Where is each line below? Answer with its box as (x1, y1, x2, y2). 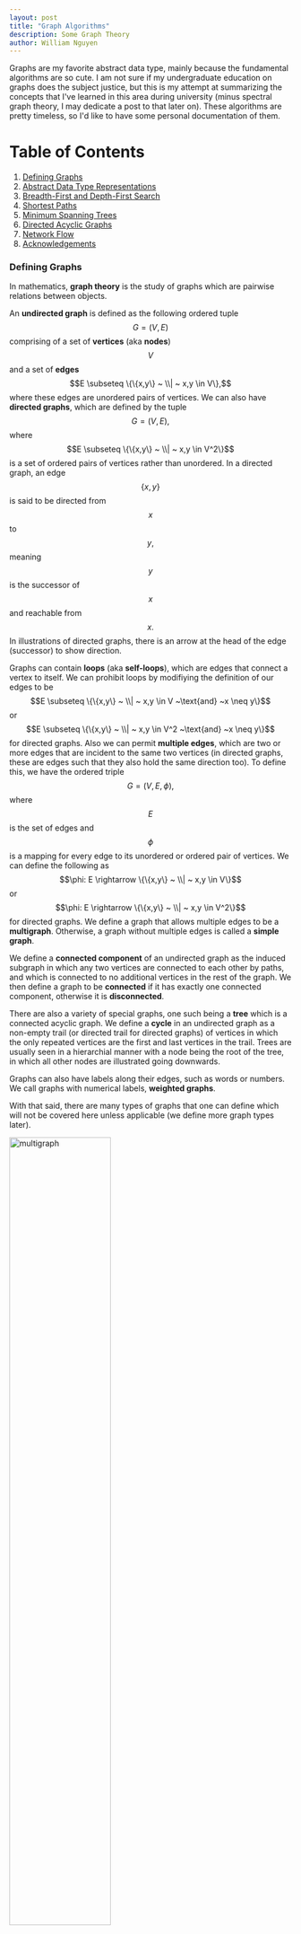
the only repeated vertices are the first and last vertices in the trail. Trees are (9, 1037, 292, 1048)
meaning (9, 551, 42, 562)
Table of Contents (9, 142, 145, 163)
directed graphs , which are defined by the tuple (9, 401, 187, 413)
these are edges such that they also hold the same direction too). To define (9, 757, 287, 768)
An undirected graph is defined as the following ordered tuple (9, 308, 239, 319)
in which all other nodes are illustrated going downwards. (9, 1056, 221, 1067)
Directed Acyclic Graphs (21, 219, 113, 230)
